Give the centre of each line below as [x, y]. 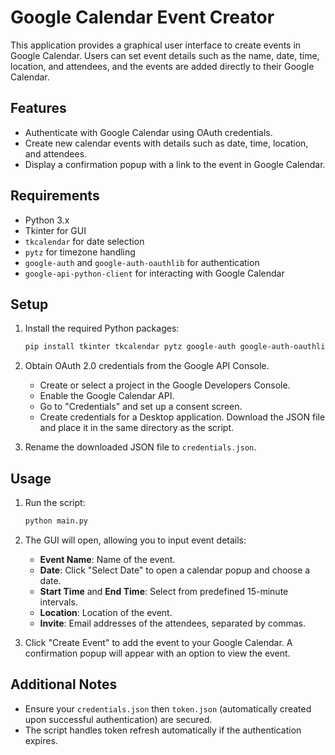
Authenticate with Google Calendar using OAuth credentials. [148, 132]
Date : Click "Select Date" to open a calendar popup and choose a [175, 570]
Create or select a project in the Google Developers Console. [165, 385]
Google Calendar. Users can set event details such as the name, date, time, [165, 55]
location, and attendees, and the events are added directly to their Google [162, 66]
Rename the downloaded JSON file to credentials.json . [140, 447]
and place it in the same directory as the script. [137, 428]
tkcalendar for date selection [84, 241]
